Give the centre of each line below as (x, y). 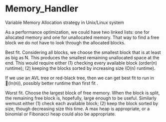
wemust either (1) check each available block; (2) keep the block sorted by (82, 103)
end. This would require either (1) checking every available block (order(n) (81, 63)
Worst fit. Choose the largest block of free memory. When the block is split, (83, 93)
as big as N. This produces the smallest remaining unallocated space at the (82, 57)
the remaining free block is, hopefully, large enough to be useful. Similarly (81, 98)
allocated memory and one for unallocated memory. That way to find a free (82, 37)
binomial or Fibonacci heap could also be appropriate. (61, 114)
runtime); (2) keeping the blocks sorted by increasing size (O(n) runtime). (80, 68)
